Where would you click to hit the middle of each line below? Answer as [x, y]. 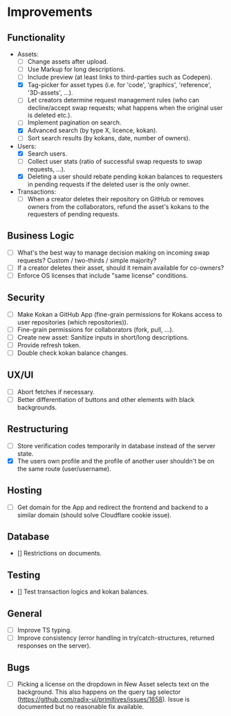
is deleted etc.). [50, 116]
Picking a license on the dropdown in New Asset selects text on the [113, 684]
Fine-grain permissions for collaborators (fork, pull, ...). [95, 329]
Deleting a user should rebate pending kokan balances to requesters [125, 176]
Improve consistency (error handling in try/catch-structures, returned [115, 638]
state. [25, 453]
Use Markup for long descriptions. [76, 69]
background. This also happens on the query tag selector [99, 692]
